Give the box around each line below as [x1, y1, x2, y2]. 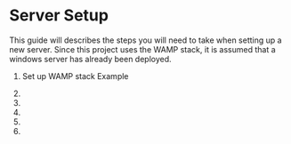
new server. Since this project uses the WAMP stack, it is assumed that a [9, 44, 276, 54]
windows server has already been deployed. [9, 53, 172, 64]
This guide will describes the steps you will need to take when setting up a [9, 35, 282, 45]
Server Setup [9, 5, 109, 26]
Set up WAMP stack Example [21, 70, 129, 81]
